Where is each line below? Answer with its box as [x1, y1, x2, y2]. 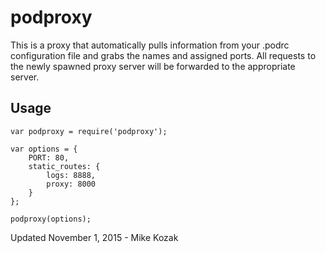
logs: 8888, [46, 170, 97, 180]
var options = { [10, 144, 78, 154]
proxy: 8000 [46, 179, 97, 189]
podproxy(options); [10, 214, 92, 224]
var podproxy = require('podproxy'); [10, 126, 168, 136]
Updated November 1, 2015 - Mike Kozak [10, 231, 179, 243]
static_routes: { [28, 161, 101, 171]
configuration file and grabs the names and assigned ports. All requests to [10, 49, 317, 61]
